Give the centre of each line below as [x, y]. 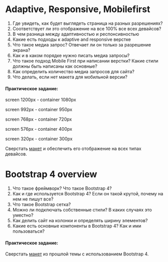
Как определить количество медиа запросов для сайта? [73, 71]
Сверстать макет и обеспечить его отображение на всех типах [73, 149]
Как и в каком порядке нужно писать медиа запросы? [71, 55]
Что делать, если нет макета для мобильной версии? [70, 77]
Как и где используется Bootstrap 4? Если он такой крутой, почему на [88, 194]
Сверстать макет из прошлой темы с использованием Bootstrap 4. [77, 254]
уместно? [23, 215]
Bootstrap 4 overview [51, 174]
